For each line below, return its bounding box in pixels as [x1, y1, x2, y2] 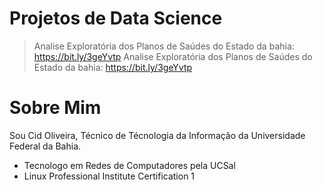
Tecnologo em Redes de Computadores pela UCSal [23, 159, 236, 171]
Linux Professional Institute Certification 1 [23, 170, 196, 182]
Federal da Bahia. [9, 140, 82, 152]
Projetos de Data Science [9, 7, 223, 30]
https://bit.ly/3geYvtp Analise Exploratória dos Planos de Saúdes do [33, 50, 313, 62]
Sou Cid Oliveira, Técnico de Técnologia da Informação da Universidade [9, 129, 306, 141]
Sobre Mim [9, 97, 102, 119]
